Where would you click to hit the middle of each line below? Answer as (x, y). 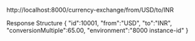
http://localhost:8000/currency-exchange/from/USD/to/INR (90, 10)
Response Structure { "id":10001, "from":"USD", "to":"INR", (89, 23)
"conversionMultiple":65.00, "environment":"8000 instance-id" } (97, 30)
